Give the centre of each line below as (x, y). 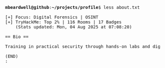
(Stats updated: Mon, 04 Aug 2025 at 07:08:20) (74, 27)
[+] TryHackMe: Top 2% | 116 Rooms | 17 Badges (63, 22)
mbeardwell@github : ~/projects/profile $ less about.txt (72, 7)
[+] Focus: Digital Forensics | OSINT (52, 17)
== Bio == (17, 37)
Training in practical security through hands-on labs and (78, 46)
